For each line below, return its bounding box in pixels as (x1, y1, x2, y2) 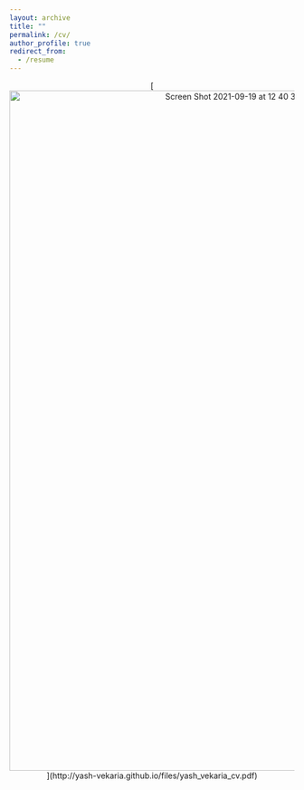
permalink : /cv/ (9, 30, 71, 39)
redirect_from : (9, 47, 67, 56)
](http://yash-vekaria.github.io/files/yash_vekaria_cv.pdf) (46, 770, 258, 781)
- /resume (17, 55, 54, 64)
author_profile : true (9, 38, 91, 48)
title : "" (9, 22, 47, 31)
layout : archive (9, 13, 71, 23)
